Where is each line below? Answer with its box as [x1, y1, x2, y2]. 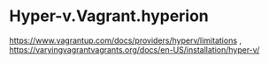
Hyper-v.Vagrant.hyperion [9, 6, 210, 26]
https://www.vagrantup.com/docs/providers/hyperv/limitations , [9, 35, 242, 46]
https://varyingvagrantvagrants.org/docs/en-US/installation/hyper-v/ [9, 44, 260, 54]
